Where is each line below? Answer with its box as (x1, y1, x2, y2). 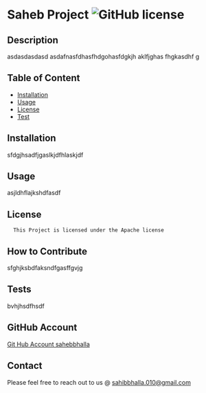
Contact (7, 360, 43, 372)
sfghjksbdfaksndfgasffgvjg (7, 264, 83, 272)
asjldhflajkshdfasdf (7, 189, 61, 197)
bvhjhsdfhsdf (7, 302, 45, 310)
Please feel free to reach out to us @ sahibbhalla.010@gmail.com (7, 378, 191, 386)
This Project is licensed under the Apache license (13, 227, 165, 234)
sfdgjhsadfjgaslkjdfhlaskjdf (7, 150, 84, 159)
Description (7, 34, 58, 46)
